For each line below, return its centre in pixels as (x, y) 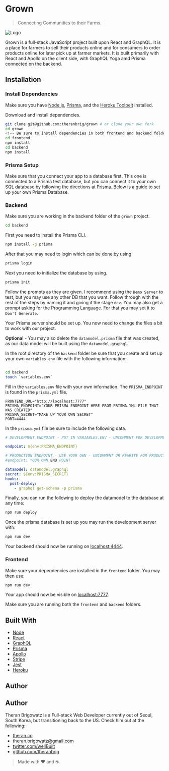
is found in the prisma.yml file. (36, 392)
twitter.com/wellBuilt (34, 746)
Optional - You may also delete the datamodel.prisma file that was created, (82, 338)
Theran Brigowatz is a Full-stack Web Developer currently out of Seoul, (79, 715)
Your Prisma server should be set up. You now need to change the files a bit (84, 323)
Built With (21, 620)
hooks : (12, 479)
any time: (15, 503)
